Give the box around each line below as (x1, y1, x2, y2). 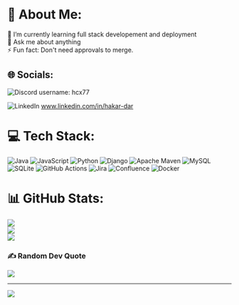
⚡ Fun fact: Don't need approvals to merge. (7, 46, 134, 54)
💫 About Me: (7, 6, 83, 23)
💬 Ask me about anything (7, 37, 81, 46)
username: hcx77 (38, 88, 90, 96)
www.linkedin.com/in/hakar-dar (41, 101, 134, 110)
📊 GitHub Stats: (7, 190, 105, 206)
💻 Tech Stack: (7, 128, 95, 144)
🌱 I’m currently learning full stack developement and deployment (7, 30, 197, 38)
